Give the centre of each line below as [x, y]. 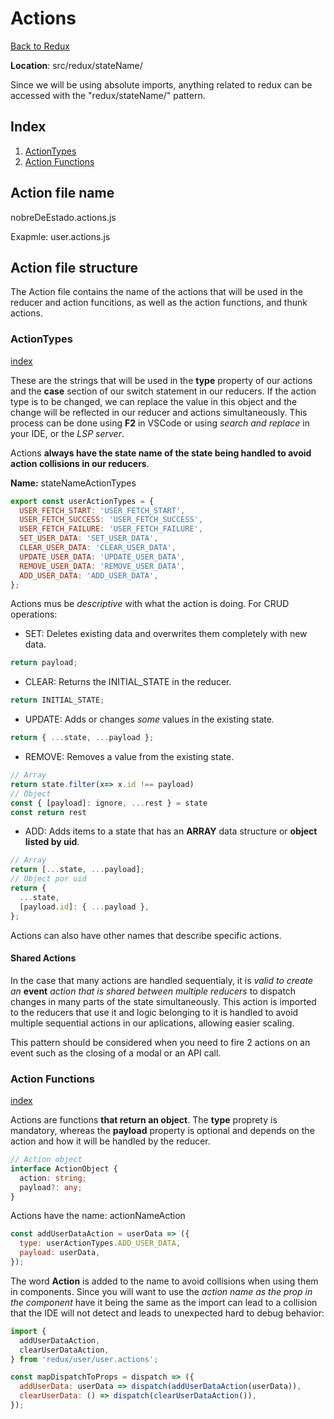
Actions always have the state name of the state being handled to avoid [161, 453]
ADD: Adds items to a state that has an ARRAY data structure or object [171, 831]
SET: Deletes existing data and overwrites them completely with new [166, 634]
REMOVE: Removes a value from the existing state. [129, 757]
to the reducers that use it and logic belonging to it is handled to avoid [154, 1012]
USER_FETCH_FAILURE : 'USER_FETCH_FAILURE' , [111, 529]
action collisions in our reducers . [80, 463]
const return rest [48, 812]
